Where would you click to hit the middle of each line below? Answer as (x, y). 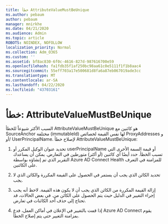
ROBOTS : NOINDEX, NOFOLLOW (34, 43)
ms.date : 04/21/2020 (27, 29)
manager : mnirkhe (24, 24)
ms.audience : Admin (26, 33)
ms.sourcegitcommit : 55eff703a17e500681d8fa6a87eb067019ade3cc (73, 71)
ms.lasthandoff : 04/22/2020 (35, 85)
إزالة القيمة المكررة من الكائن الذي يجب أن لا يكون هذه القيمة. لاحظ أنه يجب (84, 190)
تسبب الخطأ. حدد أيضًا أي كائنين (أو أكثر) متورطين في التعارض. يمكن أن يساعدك (88, 154)
